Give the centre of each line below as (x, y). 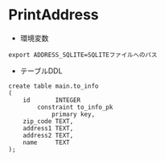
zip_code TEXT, (48, 121)
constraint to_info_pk (75, 107)
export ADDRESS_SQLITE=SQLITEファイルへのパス (83, 55)
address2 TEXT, (48, 135)
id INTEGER (52, 100)
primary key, (73, 114)
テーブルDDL (41, 71)
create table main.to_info (54, 86)
